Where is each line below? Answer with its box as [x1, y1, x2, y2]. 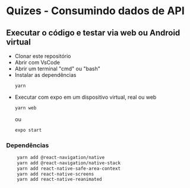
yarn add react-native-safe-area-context [17, 166, 121, 171]
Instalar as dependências [14, 72, 77, 78]
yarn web [14, 105, 37, 111]
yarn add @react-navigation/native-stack [17, 160, 121, 166]
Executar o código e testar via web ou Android [6, 28, 180, 38]
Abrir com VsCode [14, 59, 61, 66]
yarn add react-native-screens [17, 171, 94, 177]
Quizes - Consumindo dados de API [6, 4, 185, 18]
